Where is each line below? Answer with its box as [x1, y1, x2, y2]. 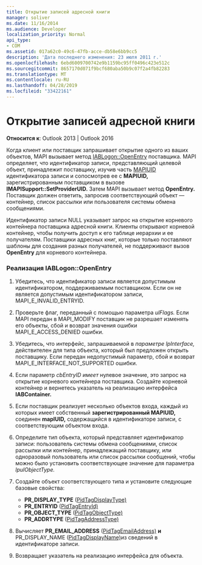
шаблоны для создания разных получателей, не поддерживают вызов [6, 242, 190, 250]
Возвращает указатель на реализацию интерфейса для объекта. [15, 552, 184, 560]
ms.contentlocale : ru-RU [6, 77, 69, 83]
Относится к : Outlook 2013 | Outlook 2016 [6, 135, 114, 142]
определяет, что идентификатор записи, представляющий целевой [6, 159, 181, 166]
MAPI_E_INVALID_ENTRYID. [15, 297, 85, 304]
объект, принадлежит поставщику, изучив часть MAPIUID [6, 166, 156, 173]
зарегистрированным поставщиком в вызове [6, 178, 125, 186]
